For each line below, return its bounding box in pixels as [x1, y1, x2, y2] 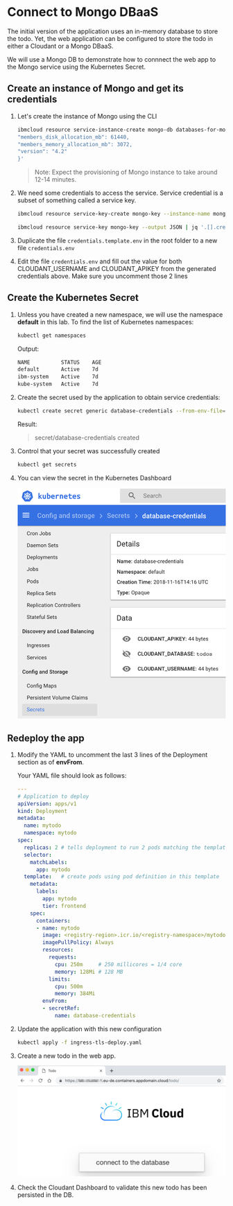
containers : [35, 917, 71, 924]
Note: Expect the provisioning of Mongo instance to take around [34, 168, 218, 177]
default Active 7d [17, 366, 98, 373]
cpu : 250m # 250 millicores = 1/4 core [54, 961, 182, 968]
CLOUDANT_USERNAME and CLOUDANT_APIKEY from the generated [17, 264, 216, 272]
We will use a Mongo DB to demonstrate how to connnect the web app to [7, 55, 216, 63]
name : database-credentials [54, 1013, 136, 1020]
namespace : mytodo [24, 830, 77, 837]
